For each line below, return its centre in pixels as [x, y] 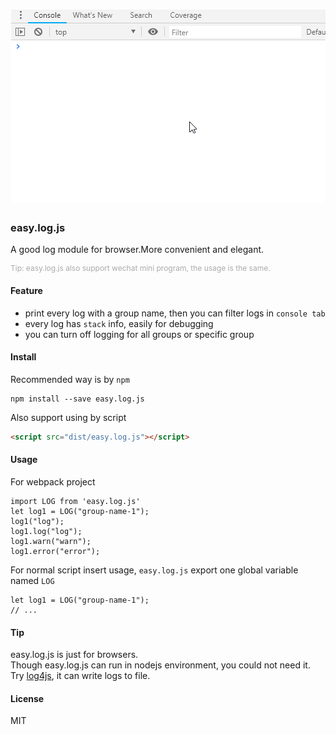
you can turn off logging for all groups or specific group [139, 334]
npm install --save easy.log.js [77, 399]
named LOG [32, 580]
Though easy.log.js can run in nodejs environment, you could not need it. [160, 665]
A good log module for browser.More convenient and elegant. [137, 250]
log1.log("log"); [46, 531]
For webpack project [53, 481]
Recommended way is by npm [70, 379]
